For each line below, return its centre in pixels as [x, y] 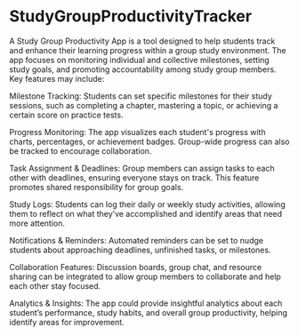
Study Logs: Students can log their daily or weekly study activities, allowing [148, 204]
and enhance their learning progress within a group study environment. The [148, 50]
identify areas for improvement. [67, 322]
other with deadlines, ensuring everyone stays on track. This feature [134, 177]
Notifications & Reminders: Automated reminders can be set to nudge [137, 240]
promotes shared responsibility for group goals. [97, 187]
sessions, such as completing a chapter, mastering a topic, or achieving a [144, 105]
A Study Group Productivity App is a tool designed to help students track [142, 41]
